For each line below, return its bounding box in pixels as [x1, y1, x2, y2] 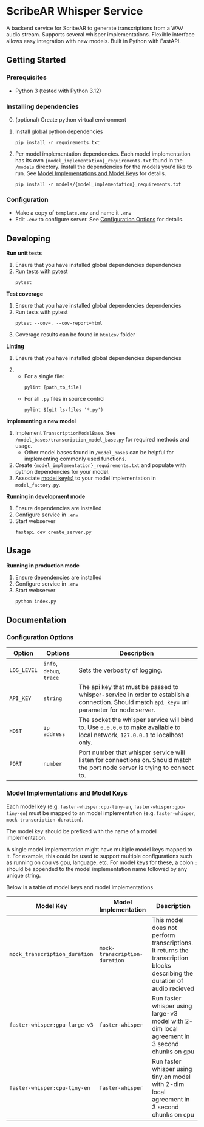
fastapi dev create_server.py [15, 529, 92, 536]
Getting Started [6, 55, 66, 65]
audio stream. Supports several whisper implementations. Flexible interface [6, 30, 195, 38]
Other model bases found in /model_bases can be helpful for [24, 449, 174, 456]
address [43, 730, 66, 737]
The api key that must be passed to [78, 682, 179, 691]
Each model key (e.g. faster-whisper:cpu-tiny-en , [6, 803, 133, 810]
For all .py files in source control [24, 395, 105, 403]
